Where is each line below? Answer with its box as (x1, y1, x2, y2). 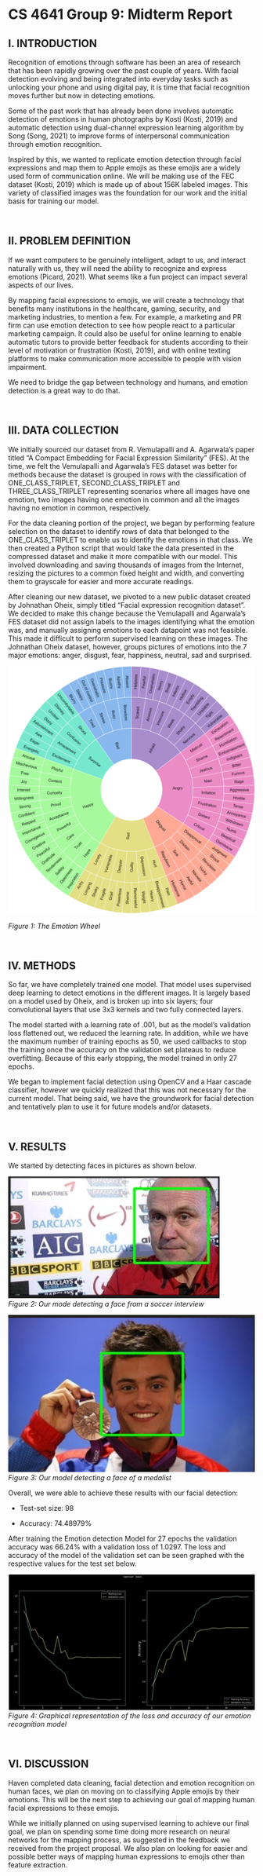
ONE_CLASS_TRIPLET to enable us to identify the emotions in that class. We (8, 535, 253, 544)
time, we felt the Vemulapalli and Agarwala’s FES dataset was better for (8, 461, 238, 470)
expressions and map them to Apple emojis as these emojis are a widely (8, 163, 241, 172)
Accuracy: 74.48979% (19, 1519, 92, 1528)
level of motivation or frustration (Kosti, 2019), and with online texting (8, 346, 231, 355)
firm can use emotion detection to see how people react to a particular (8, 320, 236, 330)
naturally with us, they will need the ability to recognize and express (8, 263, 227, 272)
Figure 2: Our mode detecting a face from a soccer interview (8, 1300, 205, 1309)
